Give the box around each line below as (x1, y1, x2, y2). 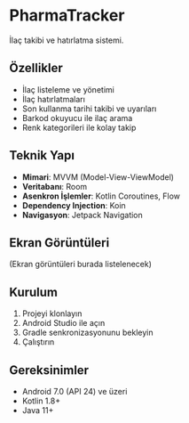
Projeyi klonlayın (21, 308, 83, 319)
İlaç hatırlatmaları (21, 94, 86, 104)
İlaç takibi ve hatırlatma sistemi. (9, 35, 124, 45)
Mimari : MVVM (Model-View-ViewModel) (21, 171, 175, 183)
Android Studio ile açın (21, 318, 106, 329)
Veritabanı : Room (21, 181, 88, 191)
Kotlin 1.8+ (21, 395, 60, 406)
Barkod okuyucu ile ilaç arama (21, 112, 133, 123)
